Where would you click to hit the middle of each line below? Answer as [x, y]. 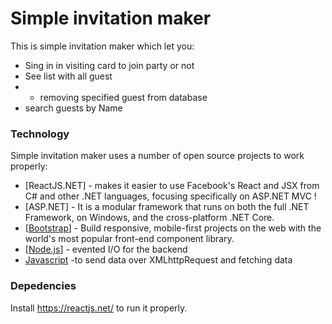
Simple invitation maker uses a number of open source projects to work [157, 156]
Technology [40, 134]
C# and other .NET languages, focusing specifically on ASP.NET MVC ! [170, 196]
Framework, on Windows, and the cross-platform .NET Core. [149, 218]
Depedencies [43, 286]
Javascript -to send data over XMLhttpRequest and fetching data [158, 260]
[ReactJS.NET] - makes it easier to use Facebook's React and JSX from [172, 186]
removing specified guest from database [123, 97]
